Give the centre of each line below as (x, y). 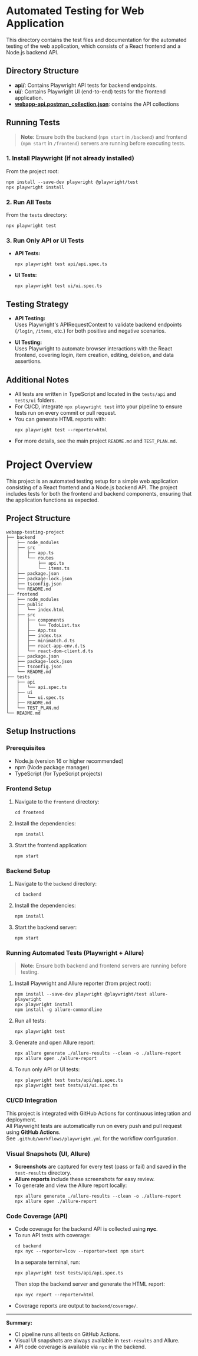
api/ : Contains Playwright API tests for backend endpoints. (86, 85)
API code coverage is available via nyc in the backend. (80, 1347)
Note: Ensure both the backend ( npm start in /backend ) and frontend (104, 136)
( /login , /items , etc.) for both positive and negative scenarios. (90, 331)
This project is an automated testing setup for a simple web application (92, 481)
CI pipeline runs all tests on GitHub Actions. (67, 1334)
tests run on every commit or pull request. (65, 413)
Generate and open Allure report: (55, 1043)
